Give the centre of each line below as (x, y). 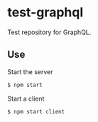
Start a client (26, 98)
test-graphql (45, 12)
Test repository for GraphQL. (49, 32)
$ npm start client (36, 111)
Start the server (30, 71)
